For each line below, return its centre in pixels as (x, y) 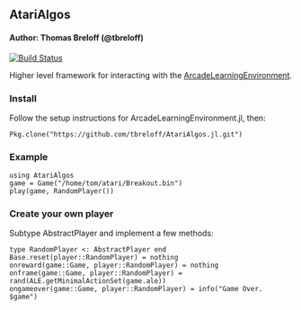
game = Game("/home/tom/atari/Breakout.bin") (96, 183)
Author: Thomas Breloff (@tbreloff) (76, 37)
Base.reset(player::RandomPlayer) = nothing (94, 258)
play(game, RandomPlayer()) (62, 191)
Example (29, 156)
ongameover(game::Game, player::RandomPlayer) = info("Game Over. (136, 289)
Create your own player (62, 214)
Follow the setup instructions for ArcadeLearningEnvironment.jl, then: (138, 118)
